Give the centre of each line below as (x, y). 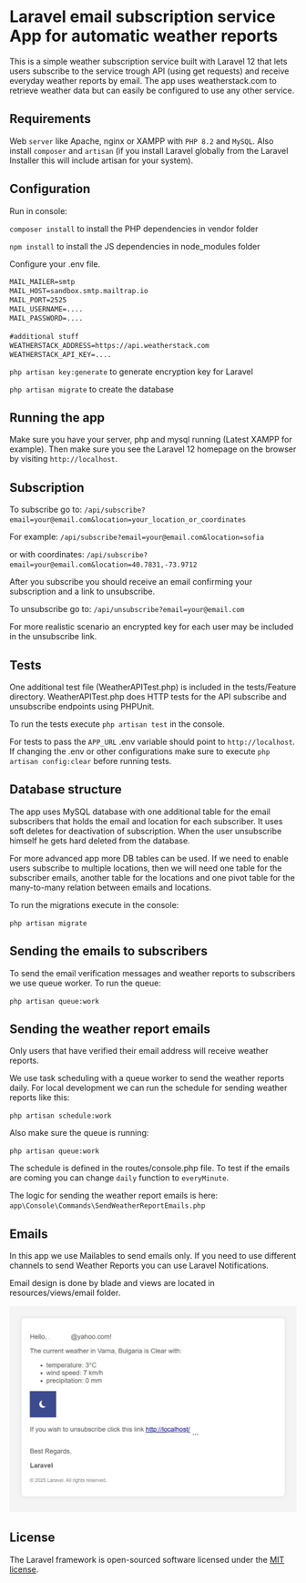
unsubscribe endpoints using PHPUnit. (82, 706)
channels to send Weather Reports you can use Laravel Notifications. (139, 1266)
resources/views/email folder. (65, 1293)
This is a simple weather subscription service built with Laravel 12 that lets (148, 61)
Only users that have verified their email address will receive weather (139, 1051)
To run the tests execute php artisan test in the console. (117, 724)
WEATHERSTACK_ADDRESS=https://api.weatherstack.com (109, 345)
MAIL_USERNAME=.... (46, 309)
